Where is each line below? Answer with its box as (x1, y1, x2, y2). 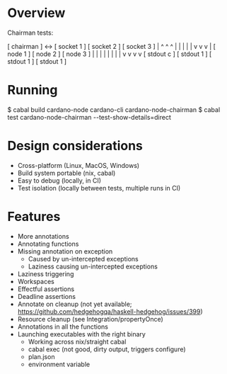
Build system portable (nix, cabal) (17, 169, 116, 177)
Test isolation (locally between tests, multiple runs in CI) (17, 183, 181, 192)
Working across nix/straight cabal (28, 337, 127, 346)
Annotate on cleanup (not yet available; (17, 300, 132, 308)
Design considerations (7, 138, 144, 154)
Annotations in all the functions (17, 322, 108, 331)
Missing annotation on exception (17, 246, 113, 256)
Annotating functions (17, 239, 79, 248)
